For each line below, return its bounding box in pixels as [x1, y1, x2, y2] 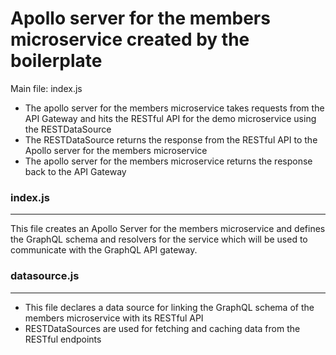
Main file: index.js [10, 82, 83, 94]
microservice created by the [10, 28, 250, 51]
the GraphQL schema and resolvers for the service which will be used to [10, 233, 308, 246]
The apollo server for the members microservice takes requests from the [24, 102, 325, 114]
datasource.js [10, 269, 80, 283]
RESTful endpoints [24, 333, 102, 345]
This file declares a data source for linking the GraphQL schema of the [24, 301, 315, 313]
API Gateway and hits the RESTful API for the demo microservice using [24, 112, 317, 124]
